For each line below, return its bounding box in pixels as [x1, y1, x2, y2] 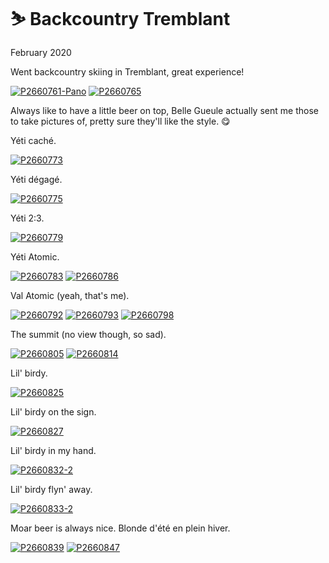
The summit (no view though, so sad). [10, 328, 167, 340]
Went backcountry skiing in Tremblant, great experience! [10, 65, 245, 78]
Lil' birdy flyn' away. [10, 483, 93, 495]
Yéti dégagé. [10, 173, 63, 185]
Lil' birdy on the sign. [10, 405, 97, 418]
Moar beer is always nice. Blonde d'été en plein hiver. [10, 522, 231, 534]
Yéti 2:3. [10, 212, 45, 224]
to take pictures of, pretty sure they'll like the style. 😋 [10, 115, 231, 127]
